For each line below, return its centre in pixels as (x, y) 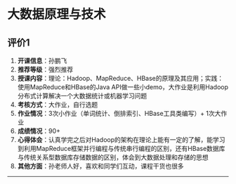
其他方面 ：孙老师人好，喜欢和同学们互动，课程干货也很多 (100, 166)
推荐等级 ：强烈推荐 (45, 70)
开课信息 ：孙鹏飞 (42, 61)
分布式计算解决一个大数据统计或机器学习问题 (82, 96)
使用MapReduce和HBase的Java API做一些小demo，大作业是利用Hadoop (123, 87)
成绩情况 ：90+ (39, 131)
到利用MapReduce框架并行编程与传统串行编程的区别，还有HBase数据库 (121, 149)
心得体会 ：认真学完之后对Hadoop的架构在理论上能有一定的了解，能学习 (121, 140)
